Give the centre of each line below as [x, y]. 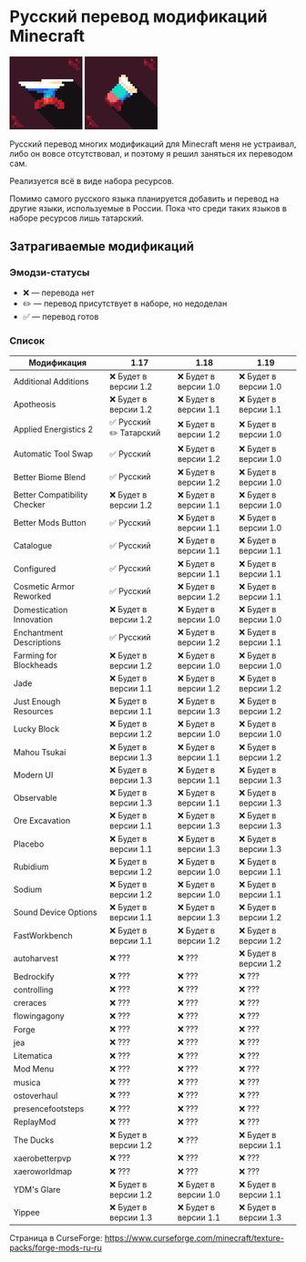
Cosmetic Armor [44, 587]
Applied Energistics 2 [53, 429]
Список [27, 341]
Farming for [35, 656]
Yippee [26, 1213]
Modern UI [33, 775]
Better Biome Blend [50, 477]
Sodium [28, 889]
